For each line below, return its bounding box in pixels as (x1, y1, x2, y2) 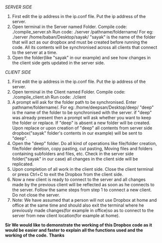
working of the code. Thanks (5, 232, 65, 238)
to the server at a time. (12, 49, 58, 55)
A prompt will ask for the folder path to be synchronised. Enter (12, 99, 137, 105)
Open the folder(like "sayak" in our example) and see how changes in (12, 55, 151, 60)
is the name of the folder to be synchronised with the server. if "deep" (12, 110, 152, 115)
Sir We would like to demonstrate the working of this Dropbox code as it (5, 222, 152, 227)
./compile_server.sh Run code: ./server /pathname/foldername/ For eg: (12, 29, 154, 34)
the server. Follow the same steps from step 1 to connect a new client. (12, 187, 152, 193)
